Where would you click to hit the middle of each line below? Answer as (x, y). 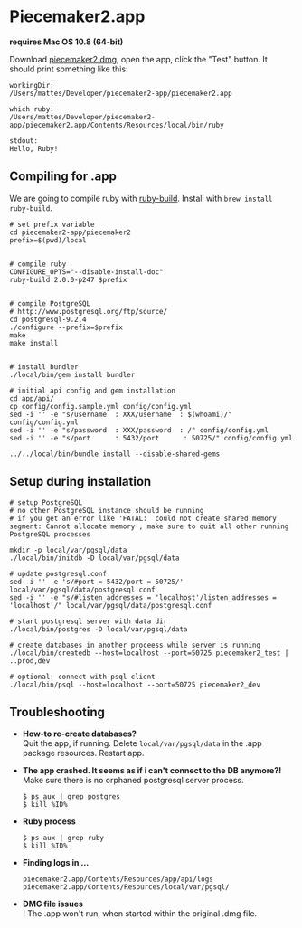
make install (34, 343)
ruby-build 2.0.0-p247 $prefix (68, 279)
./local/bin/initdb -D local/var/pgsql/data (94, 558)
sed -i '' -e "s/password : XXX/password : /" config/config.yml (139, 430)
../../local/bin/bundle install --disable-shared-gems (115, 454)
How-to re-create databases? (80, 734)
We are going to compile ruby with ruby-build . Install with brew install (141, 198)
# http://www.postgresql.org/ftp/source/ (89, 311)
